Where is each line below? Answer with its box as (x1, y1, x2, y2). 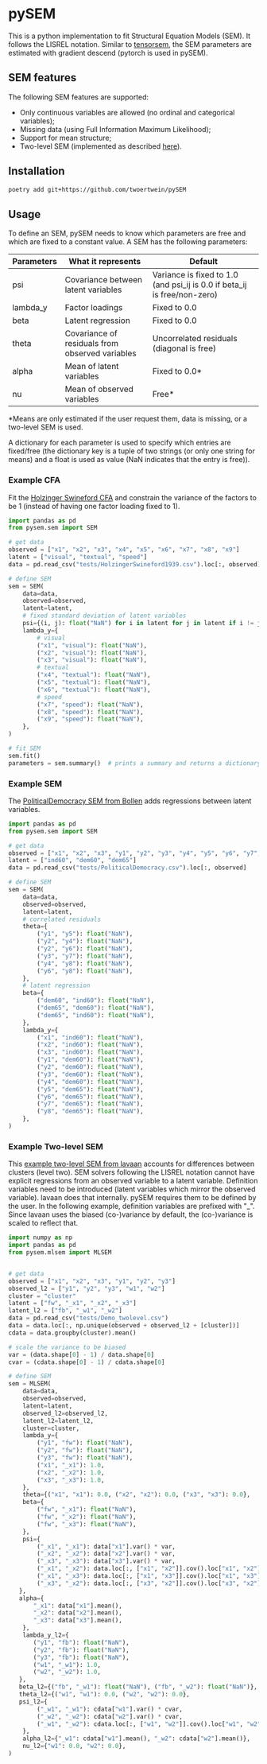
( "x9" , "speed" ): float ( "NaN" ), (37, 715, 145, 724)
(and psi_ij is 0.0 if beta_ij (152, 279, 247, 290)
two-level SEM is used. (8, 422, 83, 432)
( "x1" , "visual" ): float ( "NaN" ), (37, 641, 148, 649)
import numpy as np (8, 1234, 73, 1241)
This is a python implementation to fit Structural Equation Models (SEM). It (8, 31, 251, 41)
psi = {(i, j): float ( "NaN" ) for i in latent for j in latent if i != (22, 620, 254, 628)
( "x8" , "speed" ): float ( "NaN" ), (37, 708, 145, 716)
